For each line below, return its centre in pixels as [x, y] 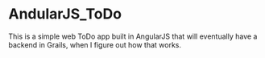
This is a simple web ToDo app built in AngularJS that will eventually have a [133, 36]
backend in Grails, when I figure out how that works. [95, 44]
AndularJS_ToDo [65, 14]
